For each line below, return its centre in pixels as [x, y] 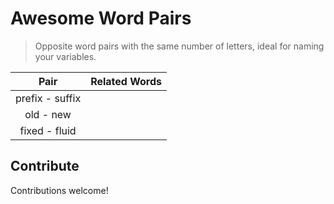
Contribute [45, 166]
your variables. [65, 56]
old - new [48, 114]
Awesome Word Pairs [101, 18]
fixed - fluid [48, 130]
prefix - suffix [48, 98]
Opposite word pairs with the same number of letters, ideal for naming [179, 46]
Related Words [126, 81]
